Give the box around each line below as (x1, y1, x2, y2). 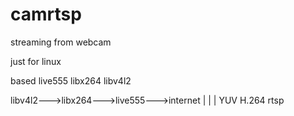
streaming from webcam (10, 36, 112, 48)
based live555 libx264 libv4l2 (10, 74, 132, 87)
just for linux (10, 55, 62, 67)
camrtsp (10, 3, 82, 26)
